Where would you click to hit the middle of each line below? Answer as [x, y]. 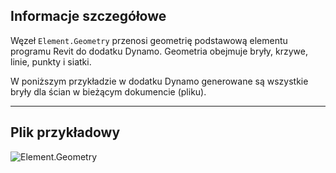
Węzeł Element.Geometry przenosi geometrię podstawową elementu [149, 40]
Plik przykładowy [65, 132]
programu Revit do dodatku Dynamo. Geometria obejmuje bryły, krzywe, [159, 51]
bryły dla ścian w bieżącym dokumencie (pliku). [108, 91]
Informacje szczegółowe [88, 16]
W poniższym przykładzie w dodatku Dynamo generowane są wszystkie [159, 81]
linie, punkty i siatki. [51, 61]
